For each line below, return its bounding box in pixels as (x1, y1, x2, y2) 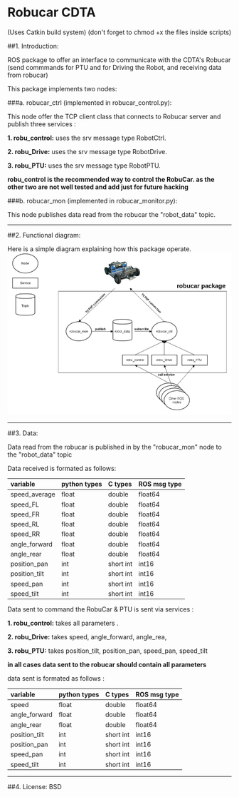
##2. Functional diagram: (7, 230, 81, 239)
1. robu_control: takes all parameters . (7, 619, 119, 628)
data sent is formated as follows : (7, 674, 105, 683)
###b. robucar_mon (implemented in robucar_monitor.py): (7, 196, 178, 205)
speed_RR (10, 529, 41, 539)
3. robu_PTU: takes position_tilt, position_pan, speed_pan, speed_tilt (7, 646, 208, 655)
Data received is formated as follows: (7, 464, 117, 472)
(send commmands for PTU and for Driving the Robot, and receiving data (7, 63, 222, 71)
